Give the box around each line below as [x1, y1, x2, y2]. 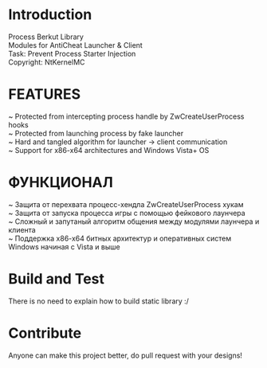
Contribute [8, 324, 82, 342]
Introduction [8, 6, 92, 24]
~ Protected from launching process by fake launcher [8, 128, 184, 138]
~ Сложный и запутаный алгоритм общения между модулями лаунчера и [8, 217, 260, 226]
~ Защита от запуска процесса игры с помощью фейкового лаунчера [8, 208, 245, 217]
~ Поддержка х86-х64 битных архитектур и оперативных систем [8, 233, 232, 243]
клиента [8, 225, 36, 234]
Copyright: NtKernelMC [8, 57, 85, 67]
